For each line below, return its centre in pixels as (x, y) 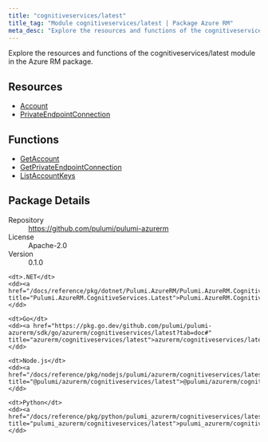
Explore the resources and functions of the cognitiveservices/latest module (132, 53)
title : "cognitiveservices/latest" (67, 16)
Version (21, 254)
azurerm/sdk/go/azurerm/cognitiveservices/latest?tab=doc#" (110, 333)
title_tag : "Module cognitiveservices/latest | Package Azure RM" (121, 23)
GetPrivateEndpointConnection (71, 167)
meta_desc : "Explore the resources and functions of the (105, 30)
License (21, 237)
